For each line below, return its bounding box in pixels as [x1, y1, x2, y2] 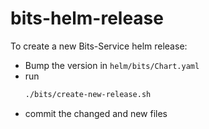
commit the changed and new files [24, 107, 168, 119]
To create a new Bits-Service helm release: [10, 40, 188, 52]
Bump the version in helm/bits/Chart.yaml [24, 59, 200, 71]
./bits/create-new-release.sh [24, 89, 152, 99]
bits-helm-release [10, 7, 164, 30]
